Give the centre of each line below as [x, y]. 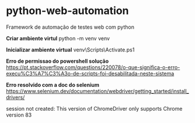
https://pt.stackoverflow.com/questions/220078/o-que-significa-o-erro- [93, 67]
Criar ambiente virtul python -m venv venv [58, 38]
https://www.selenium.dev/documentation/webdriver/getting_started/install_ [97, 91]
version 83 [19, 115]
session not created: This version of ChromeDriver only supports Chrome [94, 108]
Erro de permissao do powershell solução [58, 61]
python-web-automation [67, 11]
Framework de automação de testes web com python [70, 27]
